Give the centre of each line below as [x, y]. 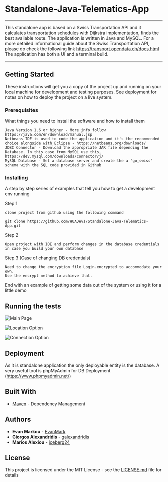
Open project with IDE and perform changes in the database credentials [82, 244]
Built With [21, 392]
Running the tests [33, 306]
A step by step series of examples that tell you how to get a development [80, 189]
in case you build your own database [44, 249]
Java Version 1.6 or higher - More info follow [56, 130]
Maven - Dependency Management [49, 404]
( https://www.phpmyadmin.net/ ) [38, 376]
